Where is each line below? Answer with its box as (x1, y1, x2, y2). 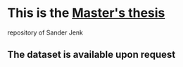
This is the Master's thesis (7, 5, 165, 21)
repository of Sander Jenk (7, 28, 83, 37)
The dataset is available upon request (7, 49, 176, 61)
